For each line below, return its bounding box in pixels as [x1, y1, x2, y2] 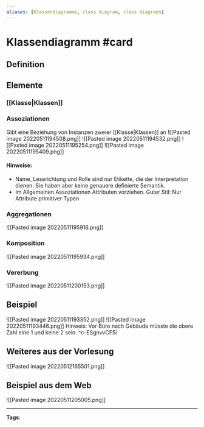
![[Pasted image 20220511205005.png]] [6, 397, 106, 404]
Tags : [6, 414, 21, 421]
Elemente [6, 80, 43, 90]
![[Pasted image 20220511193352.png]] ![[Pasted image [6, 316, 146, 323]
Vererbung [6, 268, 39, 277]
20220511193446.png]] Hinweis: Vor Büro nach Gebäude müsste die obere [6, 322, 194, 330]
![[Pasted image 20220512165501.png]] [6, 362, 105, 370]
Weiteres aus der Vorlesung [6, 347, 114, 357]
